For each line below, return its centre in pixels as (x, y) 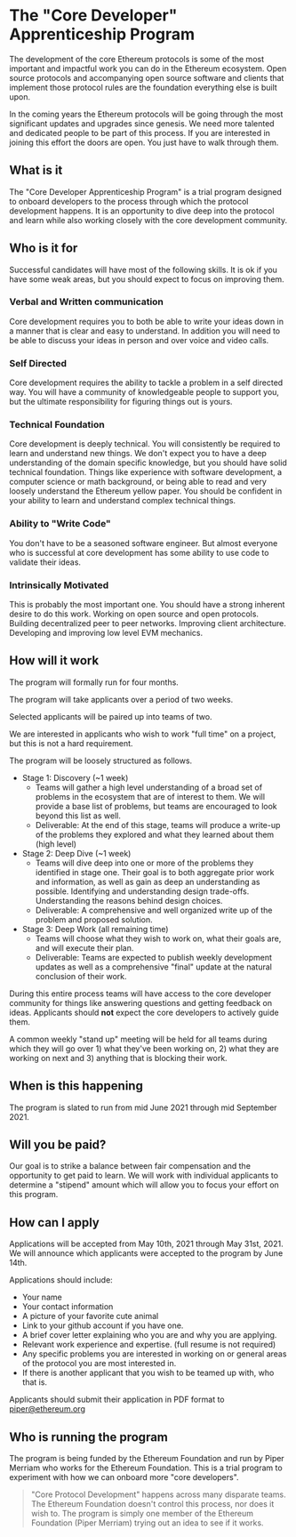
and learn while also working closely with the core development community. (148, 220)
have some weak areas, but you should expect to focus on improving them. (147, 279)
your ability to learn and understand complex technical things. (123, 501)
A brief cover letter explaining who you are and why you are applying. (149, 1335)
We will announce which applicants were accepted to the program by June (146, 1253)
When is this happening (76, 1086)
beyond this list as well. (78, 816)
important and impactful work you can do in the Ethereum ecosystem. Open (148, 68)
